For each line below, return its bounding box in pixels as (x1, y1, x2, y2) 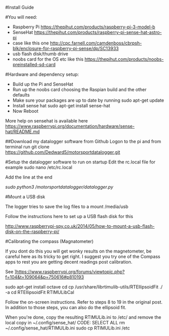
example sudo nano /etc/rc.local (5, 164, 72, 170)
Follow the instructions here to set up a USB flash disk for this (5, 214, 134, 219)
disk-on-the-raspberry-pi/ (5, 229, 60, 234)
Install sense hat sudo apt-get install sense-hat (12, 103, 110, 108)
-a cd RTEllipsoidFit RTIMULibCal (5, 289, 75, 295)
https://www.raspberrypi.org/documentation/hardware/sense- (5, 123, 135, 129)
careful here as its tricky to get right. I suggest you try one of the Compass (5, 254, 160, 260)
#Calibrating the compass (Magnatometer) (5, 238, 94, 244)
